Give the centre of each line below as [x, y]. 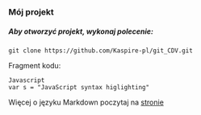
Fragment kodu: [35, 65]
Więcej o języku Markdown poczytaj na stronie [86, 102]
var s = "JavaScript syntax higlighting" [79, 87]
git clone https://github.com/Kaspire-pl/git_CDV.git [101, 51]
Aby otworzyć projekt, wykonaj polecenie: [81, 31]
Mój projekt [31, 12]
